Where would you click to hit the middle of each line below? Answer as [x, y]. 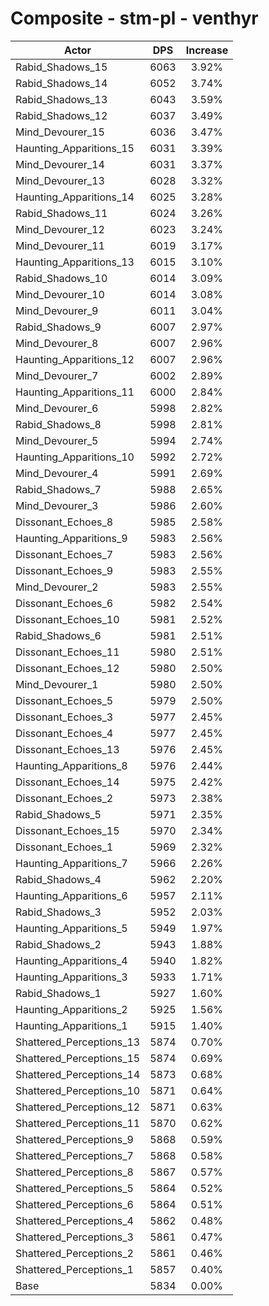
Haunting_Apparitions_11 [75, 392]
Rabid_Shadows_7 [58, 489]
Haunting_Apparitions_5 [71, 928]
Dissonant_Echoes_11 [67, 652]
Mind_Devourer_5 [57, 440]
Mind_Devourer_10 [60, 294]
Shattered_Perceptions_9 [74, 1139]
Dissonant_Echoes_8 [64, 522]
